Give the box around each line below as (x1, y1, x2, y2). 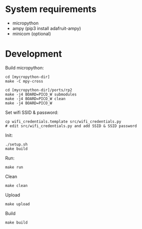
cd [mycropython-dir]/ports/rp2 (5, 87, 72, 92)
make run (5, 164, 23, 169)
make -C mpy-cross (5, 78, 43, 83)
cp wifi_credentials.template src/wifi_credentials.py (5, 119, 122, 124)
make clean (5, 183, 28, 188)
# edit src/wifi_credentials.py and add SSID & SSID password (5, 123, 137, 128)
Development (5, 48, 62, 59)
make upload (5, 201, 30, 206)
